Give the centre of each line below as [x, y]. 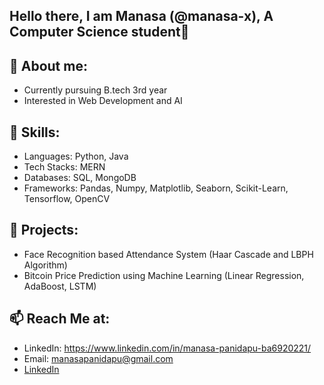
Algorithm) [45, 265]
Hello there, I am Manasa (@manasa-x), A [141, 16]
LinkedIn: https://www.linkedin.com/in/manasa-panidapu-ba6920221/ [167, 348]
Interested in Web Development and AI [103, 101]
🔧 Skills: [35, 132]
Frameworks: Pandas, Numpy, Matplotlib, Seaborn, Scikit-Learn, [156, 188]
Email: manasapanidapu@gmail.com [98, 358]
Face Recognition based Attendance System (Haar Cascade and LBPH [168, 254]
